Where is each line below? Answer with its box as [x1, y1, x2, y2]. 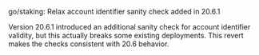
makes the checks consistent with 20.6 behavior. [8, 39, 169, 49]
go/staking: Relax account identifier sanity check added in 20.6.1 [8, 7, 221, 16]
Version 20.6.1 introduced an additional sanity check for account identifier [8, 22, 251, 31]
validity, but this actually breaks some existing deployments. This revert [8, 31, 244, 40]
